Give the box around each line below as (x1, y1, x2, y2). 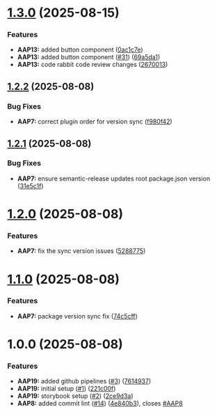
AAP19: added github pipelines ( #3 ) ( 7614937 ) (17, 377, 152, 385)
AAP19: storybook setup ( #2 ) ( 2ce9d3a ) (17, 392, 134, 400)
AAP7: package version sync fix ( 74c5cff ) (17, 312, 138, 320)
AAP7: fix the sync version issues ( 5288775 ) (17, 247, 146, 255)
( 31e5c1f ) (17, 181, 44, 190)
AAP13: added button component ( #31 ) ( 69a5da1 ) (17, 53, 161, 61)
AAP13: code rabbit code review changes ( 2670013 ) (17, 61, 168, 69)
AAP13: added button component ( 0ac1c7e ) (17, 45, 144, 54)
